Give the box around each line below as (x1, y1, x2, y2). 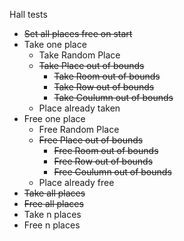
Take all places (23, 187, 86, 199)
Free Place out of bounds (38, 134, 144, 146)
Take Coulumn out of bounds (53, 92, 174, 103)
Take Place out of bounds (38, 60, 145, 71)
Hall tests (9, 9, 48, 20)
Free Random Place (38, 124, 120, 135)
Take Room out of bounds (53, 70, 161, 82)
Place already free (38, 177, 115, 188)
